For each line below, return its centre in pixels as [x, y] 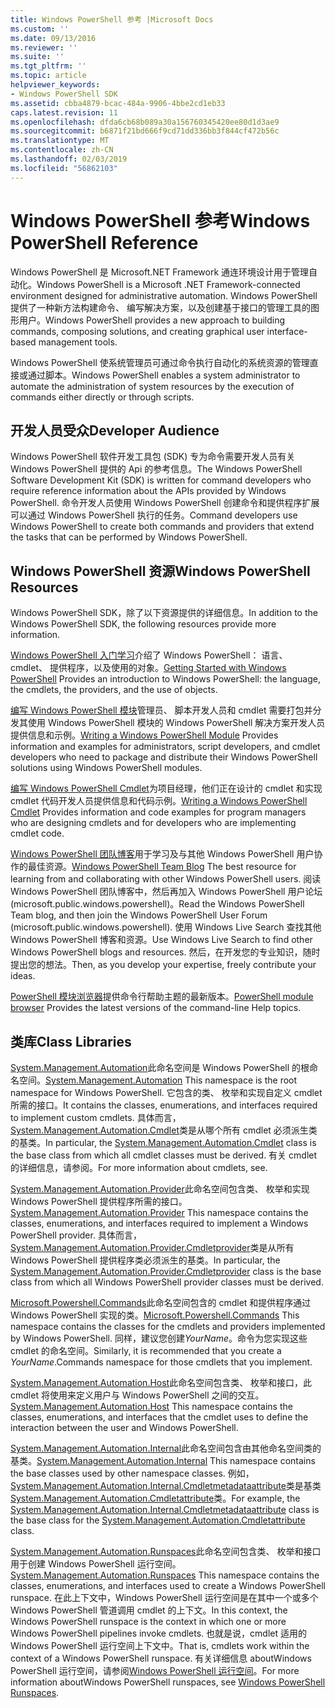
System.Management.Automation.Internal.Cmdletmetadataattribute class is [165, 1509]
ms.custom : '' [40, 29]
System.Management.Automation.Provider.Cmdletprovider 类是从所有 [152, 1247]
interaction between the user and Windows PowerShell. [124, 1427]
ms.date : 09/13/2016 [53, 38]
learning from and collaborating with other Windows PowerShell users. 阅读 [166, 879]
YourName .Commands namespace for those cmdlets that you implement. [161, 1362]
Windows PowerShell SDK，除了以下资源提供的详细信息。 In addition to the [164, 613]
